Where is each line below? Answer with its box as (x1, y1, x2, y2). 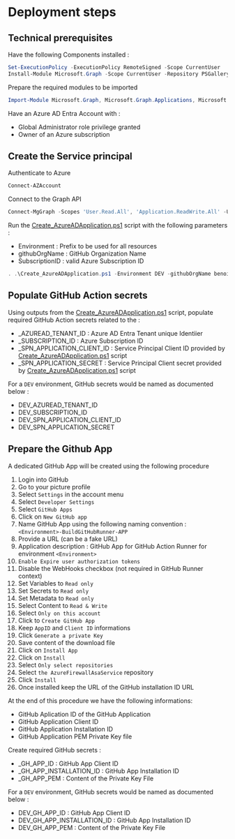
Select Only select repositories (17, 660, 114, 669)
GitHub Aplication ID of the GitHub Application (17, 710, 151, 718)
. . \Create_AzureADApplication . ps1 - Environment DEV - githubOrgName (8, 270, 211, 278)
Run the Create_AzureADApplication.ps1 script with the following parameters (8, 221, 228, 230)
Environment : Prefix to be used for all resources (17, 242, 158, 251)
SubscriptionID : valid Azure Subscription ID (17, 257, 144, 265)
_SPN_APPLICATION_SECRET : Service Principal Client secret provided (17, 359, 222, 367)
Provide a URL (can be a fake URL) (17, 535, 118, 543)
